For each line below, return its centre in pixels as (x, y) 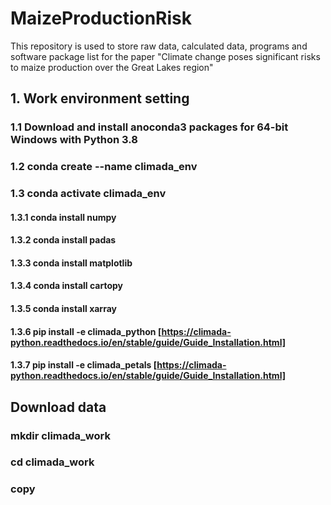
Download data (58, 407)
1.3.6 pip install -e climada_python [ (86, 331)
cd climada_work (52, 462)
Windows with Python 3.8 (74, 140)
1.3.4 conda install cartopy (67, 286)
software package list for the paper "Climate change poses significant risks (165, 56)
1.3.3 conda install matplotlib (71, 263)
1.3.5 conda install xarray (63, 309)
